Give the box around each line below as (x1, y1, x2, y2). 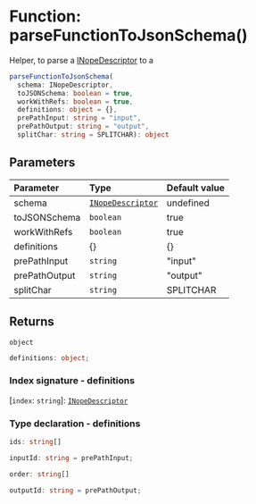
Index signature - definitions (9, 374, 136, 387)
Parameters (9, 155, 76, 171)
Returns (9, 315, 55, 330)
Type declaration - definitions (9, 417, 141, 430)
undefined (166, 197, 210, 209)
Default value (166, 181, 225, 194)
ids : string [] (9, 438, 62, 447)
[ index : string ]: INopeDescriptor (9, 395, 128, 406)
